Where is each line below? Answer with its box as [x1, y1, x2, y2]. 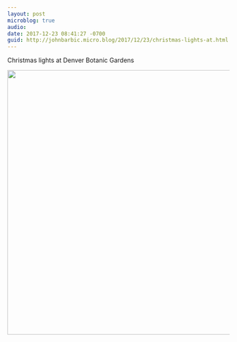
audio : [7, 23, 27, 30]
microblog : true [7, 17, 55, 24]
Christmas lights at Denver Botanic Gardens [7, 56, 135, 64]
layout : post [7, 10, 46, 18]
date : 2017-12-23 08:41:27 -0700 [7, 30, 106, 37]
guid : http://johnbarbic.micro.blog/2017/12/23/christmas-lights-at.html [7, 37, 229, 44]
